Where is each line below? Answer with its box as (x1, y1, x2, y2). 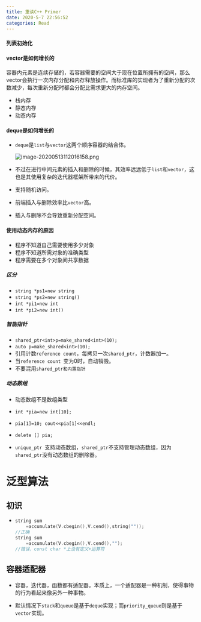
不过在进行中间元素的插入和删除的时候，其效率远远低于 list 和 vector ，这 (14, 166, 195, 173)
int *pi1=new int (14, 301, 59, 307)
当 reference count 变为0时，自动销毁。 (14, 357, 115, 365)
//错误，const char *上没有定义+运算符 (14, 546, 105, 552)
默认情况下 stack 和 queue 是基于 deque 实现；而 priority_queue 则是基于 (14, 602, 183, 609)
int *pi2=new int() (14, 307, 64, 313)
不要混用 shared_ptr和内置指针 (14, 365, 86, 372)
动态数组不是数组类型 (14, 396, 68, 403)
